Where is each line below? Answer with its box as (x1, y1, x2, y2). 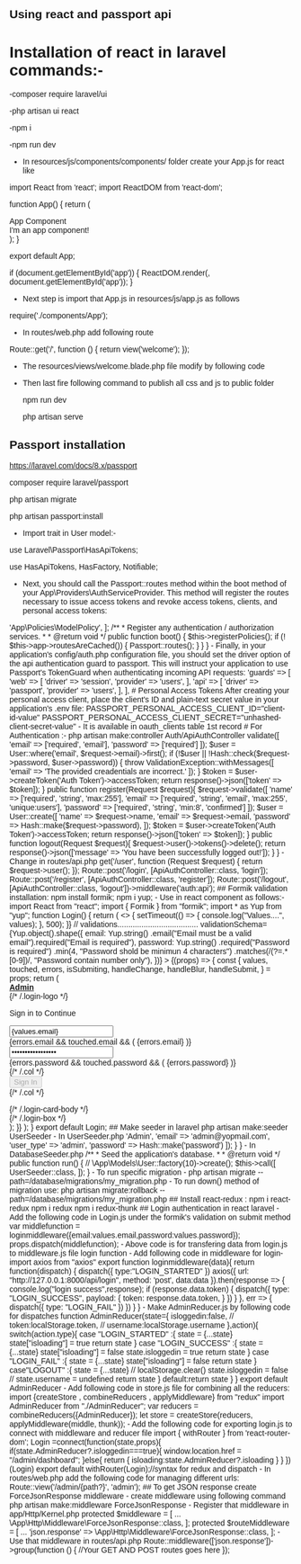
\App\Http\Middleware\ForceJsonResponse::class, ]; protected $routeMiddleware (9, 1518, 290, 1528)
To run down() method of (173, 1176, 260, 1186)
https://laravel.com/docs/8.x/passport (9, 460, 137, 471)
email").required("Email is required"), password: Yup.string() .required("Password (9, 937, 290, 948)
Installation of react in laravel (9, 42, 226, 61)
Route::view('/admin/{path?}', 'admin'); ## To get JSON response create (9, 1482, 258, 1492)
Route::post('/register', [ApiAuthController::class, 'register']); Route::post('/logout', (9, 874, 289, 885)
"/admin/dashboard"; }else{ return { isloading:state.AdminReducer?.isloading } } (9, 1455, 284, 1465)
